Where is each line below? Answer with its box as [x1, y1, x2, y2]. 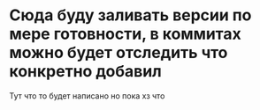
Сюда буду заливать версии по [9, 5, 252, 26]
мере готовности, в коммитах [9, 24, 241, 44]
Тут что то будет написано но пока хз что [9, 90, 165, 101]
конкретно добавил [9, 62, 162, 82]
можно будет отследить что [9, 43, 228, 62]
